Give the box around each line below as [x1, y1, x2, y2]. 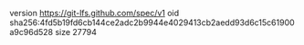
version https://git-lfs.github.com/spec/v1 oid [9, 8, 180, 18]
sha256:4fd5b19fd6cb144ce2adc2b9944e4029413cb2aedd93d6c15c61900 [9, 17, 295, 28]
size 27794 [54, 27, 98, 37]
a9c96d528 [9, 27, 53, 37]
